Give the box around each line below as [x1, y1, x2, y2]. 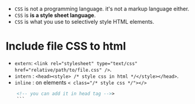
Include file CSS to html [5, 40, 126, 54]
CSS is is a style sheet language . [14, 12, 96, 19]
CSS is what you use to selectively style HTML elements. [14, 18, 154, 25]
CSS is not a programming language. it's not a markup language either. [14, 5, 190, 12]
